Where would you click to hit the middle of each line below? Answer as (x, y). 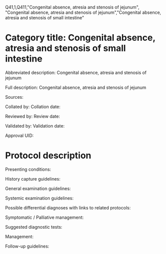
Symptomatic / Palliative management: (44, 217)
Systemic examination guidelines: (39, 198)
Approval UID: (19, 135)
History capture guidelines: (33, 179)
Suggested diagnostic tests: (34, 227)
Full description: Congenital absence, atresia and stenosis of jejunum (76, 87)
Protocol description (48, 156)
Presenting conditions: (28, 169)
